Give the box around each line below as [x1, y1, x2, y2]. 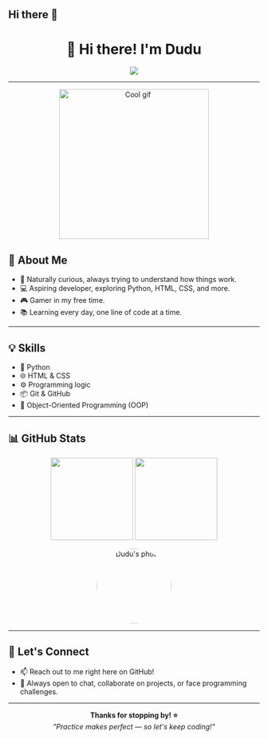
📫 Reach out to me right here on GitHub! [19, 666, 155, 676]
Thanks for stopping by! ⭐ [90, 710, 178, 720]
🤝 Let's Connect [8, 645, 89, 659]
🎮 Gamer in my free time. [19, 296, 105, 305]
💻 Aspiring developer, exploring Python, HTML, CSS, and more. [19, 284, 231, 293]
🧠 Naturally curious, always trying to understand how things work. [19, 275, 237, 284]
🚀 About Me [8, 253, 68, 267]
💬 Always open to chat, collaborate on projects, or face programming [19, 678, 247, 688]
